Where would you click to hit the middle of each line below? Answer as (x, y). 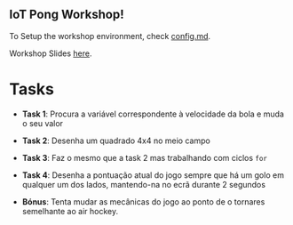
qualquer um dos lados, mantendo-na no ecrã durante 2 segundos (144, 184)
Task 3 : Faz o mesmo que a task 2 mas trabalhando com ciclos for (145, 157)
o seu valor (43, 123)
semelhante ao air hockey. (70, 211)
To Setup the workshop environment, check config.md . (110, 36)
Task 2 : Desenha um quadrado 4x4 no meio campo (116, 141)
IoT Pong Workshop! (67, 15)
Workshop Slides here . (51, 53)
